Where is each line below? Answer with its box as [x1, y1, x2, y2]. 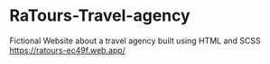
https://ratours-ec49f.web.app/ [9, 44, 126, 55]
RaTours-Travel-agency [9, 5, 191, 26]
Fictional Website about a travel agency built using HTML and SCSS [9, 35, 262, 46]
